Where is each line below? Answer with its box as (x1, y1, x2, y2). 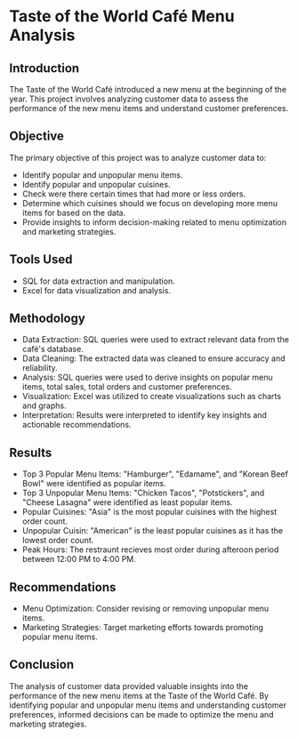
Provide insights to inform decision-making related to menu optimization (21, 216, 287, 228)
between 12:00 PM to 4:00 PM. (21, 554, 136, 565)
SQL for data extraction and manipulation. (21, 276, 175, 286)
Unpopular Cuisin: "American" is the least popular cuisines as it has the (21, 525, 283, 536)
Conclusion (9, 657, 75, 672)
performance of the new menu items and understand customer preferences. (9, 103, 289, 113)
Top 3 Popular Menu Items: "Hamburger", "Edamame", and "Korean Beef (21, 469, 289, 479)
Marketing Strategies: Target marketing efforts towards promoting (21, 622, 264, 633)
